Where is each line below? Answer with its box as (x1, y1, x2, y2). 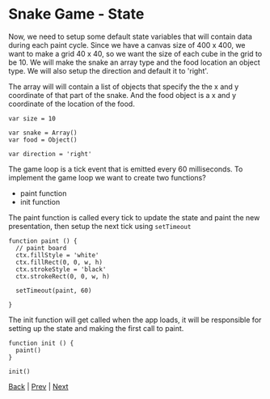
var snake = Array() (8, 129, 78, 137)
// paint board (15, 244, 67, 252)
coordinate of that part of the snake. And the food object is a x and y (8, 90, 237, 100)
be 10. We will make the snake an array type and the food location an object (8, 57, 260, 67)
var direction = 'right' (8, 150, 92, 158)
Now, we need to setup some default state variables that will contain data (8, 32, 253, 41)
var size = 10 (8, 114, 57, 122)
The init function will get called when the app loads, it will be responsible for (8, 315, 262, 325)
